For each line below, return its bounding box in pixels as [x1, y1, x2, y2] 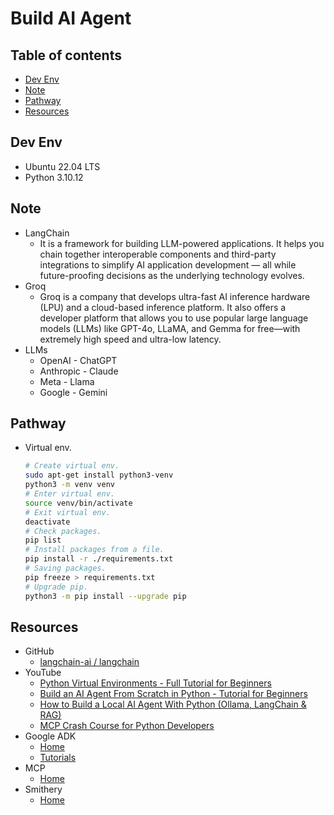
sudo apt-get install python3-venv [24, 470, 174, 481]
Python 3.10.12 [24, 171, 84, 183]
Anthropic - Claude [39, 365, 119, 377]
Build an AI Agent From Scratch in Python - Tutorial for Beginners [39, 688, 308, 700]
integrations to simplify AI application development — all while [39, 258, 297, 271]
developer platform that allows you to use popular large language [39, 312, 309, 324]
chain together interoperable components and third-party [39, 248, 277, 260]
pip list [24, 535, 62, 546]
